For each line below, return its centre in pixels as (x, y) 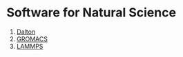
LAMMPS (30, 46)
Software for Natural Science (91, 13)
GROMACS (32, 38)
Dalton (26, 32)
